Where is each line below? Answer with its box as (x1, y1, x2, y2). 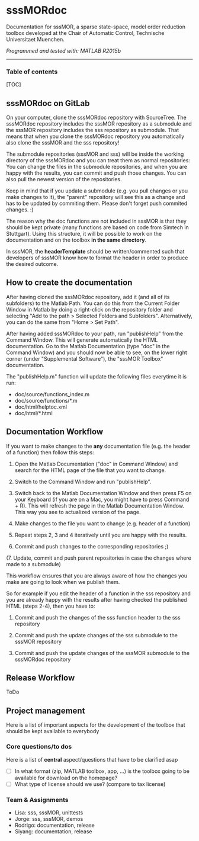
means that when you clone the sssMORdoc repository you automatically (6, 133, 185, 140)
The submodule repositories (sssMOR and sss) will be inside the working (6, 150, 184, 158)
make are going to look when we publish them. (6, 578, 120, 585)
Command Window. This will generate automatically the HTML (6, 336, 158, 344)
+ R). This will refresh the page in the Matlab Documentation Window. (14, 502, 185, 509)
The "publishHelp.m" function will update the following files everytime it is (6, 373, 187, 380)
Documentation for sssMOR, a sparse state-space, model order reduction (6, 23, 185, 30)
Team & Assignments (6, 795, 69, 804)
